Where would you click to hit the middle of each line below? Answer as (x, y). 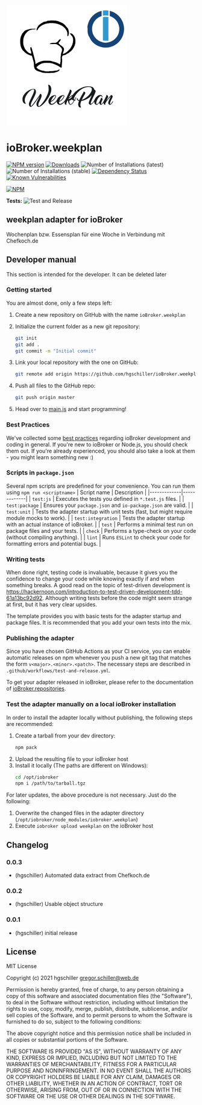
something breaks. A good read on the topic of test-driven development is (98, 585)
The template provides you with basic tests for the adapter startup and (94, 616)
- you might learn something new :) (50, 457)
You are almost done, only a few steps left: (59, 303)
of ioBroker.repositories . (36, 689)
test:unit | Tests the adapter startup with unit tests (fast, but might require (99, 511)
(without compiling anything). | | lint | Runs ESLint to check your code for (99, 537)
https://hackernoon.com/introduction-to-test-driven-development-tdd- (94, 592)
